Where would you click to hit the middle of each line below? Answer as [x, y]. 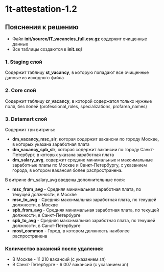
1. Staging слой [24, 62]
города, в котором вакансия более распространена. [67, 170]
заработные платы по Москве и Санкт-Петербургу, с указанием [80, 165]
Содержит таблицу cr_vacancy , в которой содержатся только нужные [79, 101]
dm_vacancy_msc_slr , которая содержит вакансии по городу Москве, [85, 139]
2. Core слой [21, 91]
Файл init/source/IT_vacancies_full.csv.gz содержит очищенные [80, 39]
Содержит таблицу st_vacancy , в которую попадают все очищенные [77, 72]
